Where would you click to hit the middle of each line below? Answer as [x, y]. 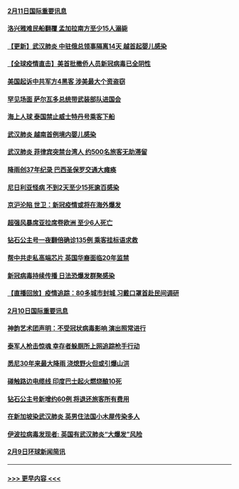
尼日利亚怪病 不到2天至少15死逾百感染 [63, 187]
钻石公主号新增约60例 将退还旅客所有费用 [68, 398]
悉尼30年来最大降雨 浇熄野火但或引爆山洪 [68, 364]
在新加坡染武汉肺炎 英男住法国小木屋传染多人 [74, 416]
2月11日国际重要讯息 [37, 11]
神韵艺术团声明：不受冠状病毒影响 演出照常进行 [77, 329]
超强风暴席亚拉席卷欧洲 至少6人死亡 [60, 222]
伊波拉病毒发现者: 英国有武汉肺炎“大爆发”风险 [75, 434]
